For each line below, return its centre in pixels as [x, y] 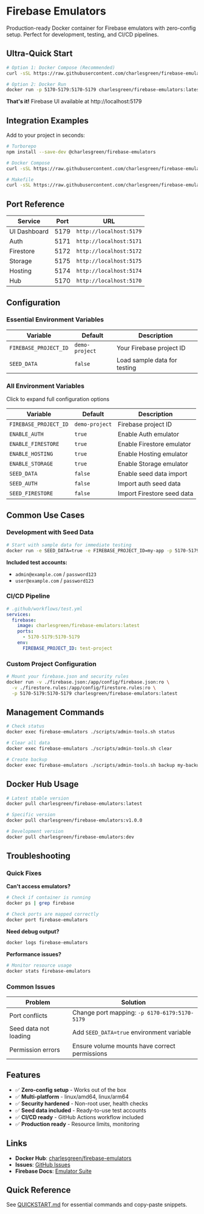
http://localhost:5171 [109, 242]
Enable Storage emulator [153, 464]
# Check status [25, 726]
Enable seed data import [152, 474]
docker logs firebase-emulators [47, 942]
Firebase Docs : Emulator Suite [53, 1171]
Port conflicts [29, 1015]
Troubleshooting [39, 856]
